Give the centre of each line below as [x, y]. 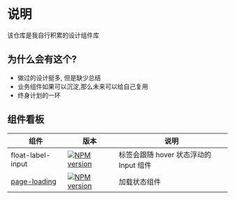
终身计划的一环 [39, 95]
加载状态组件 [140, 182]
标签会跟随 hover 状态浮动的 [165, 154]
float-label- [31, 155]
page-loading [34, 181]
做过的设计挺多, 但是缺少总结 [59, 77]
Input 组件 [135, 165]
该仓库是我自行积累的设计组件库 [53, 35]
